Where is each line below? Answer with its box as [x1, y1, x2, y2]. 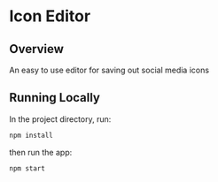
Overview [9, 42, 65, 57]
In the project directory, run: [9, 113, 112, 125]
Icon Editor [9, 6, 91, 27]
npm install [9, 131, 53, 140]
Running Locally [9, 90, 100, 105]
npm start [9, 163, 46, 173]
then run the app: [9, 147, 73, 157]
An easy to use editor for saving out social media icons [9, 64, 210, 75]
